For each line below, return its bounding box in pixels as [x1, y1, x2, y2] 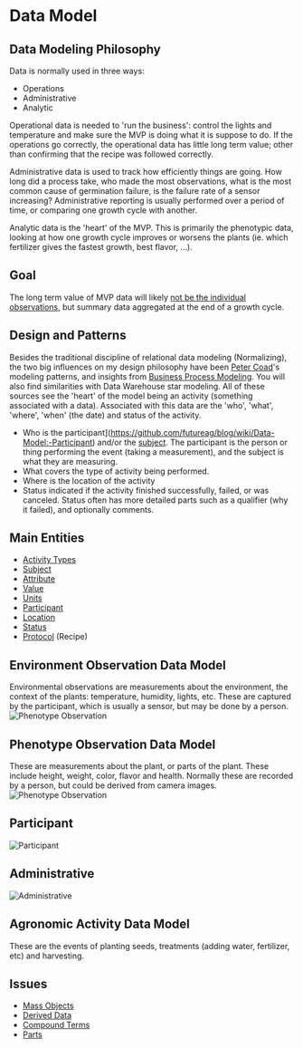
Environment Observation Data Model [9, 658, 226, 673]
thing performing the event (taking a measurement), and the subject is [22, 446, 285, 457]
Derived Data [22, 1010, 72, 1021]
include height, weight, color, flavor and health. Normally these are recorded [9, 771, 294, 782]
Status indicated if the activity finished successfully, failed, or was [22, 485, 270, 495]
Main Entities [9, 531, 85, 546]
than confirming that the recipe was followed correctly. [9, 149, 214, 159]
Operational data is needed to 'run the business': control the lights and [9, 120, 272, 130]
